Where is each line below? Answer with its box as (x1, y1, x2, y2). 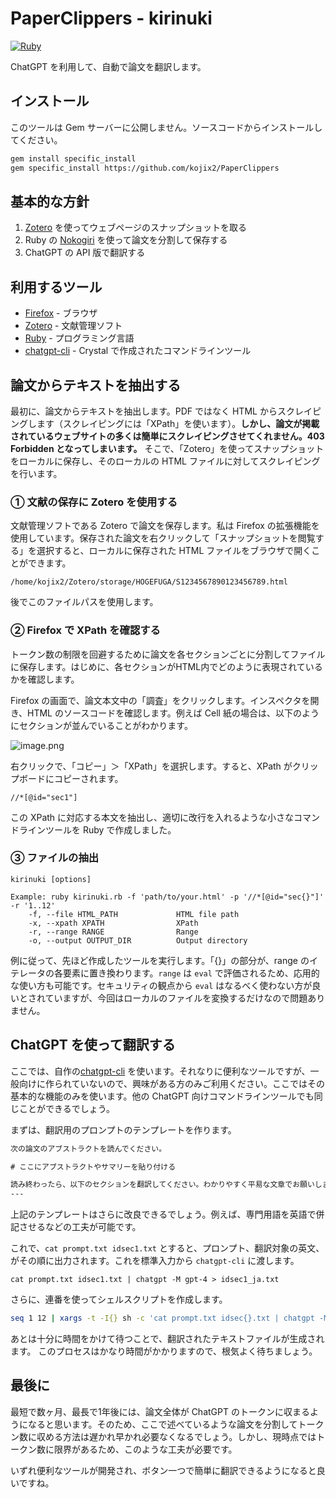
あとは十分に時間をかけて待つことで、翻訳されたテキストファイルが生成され (10, 1333, 325, 1345)
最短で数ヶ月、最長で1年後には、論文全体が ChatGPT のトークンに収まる (10, 1405, 310, 1417)
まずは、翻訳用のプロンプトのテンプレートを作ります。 (10, 1123, 237, 1136)
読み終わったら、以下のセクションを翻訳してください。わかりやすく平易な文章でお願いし (10, 1180, 323, 1190)
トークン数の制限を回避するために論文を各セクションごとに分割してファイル (10, 648, 326, 660)
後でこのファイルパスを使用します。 (10, 596, 159, 608)
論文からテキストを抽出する (10, 377, 182, 394)
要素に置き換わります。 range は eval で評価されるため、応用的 (62, 967, 320, 979)
